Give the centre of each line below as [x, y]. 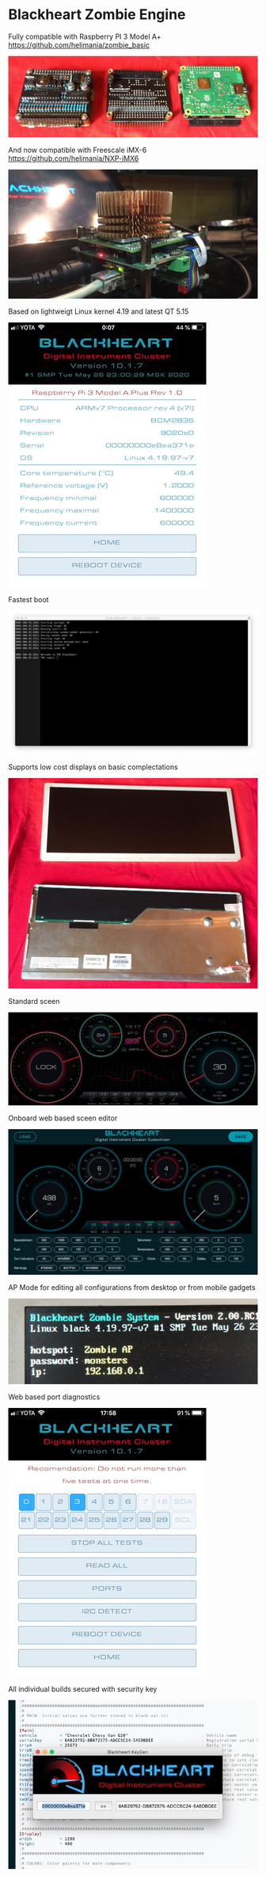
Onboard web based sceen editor [63, 1118]
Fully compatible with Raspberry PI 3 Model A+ [85, 36]
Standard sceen [34, 1001]
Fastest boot [28, 599]
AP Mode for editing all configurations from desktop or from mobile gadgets [132, 1288]
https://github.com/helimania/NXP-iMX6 [74, 158]
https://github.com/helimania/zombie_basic [79, 44]
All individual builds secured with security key [83, 1688]
